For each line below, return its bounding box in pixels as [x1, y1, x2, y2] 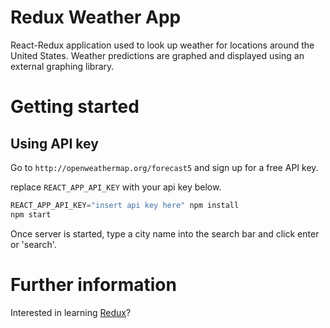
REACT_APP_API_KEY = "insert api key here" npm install [10, 200, 240, 210]
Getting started [10, 96, 140, 118]
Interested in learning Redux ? [10, 306, 132, 318]
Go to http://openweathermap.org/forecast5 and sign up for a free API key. [10, 161, 319, 173]
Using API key [10, 135, 99, 152]
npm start [10, 209, 52, 220]
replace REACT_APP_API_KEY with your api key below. [10, 181, 222, 193]
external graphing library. [10, 60, 115, 72]
